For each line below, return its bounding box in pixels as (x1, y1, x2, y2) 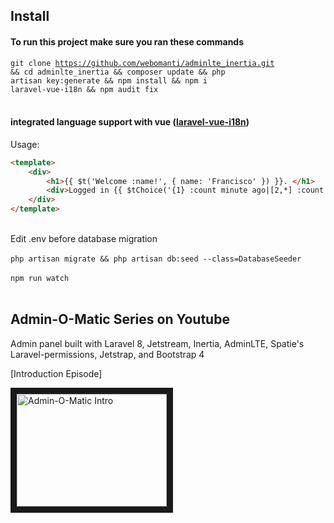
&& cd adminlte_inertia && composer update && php (10, 67, 226, 77)
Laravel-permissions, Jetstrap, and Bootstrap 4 (10, 348, 205, 360)
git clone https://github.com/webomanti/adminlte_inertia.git (10, 58, 275, 68)
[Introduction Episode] (10, 367, 103, 379)
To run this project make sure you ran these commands (10, 35, 245, 48)
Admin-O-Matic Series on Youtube (10, 311, 230, 328)
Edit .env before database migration (10, 233, 158, 245)
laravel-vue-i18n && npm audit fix (10, 84, 159, 94)
